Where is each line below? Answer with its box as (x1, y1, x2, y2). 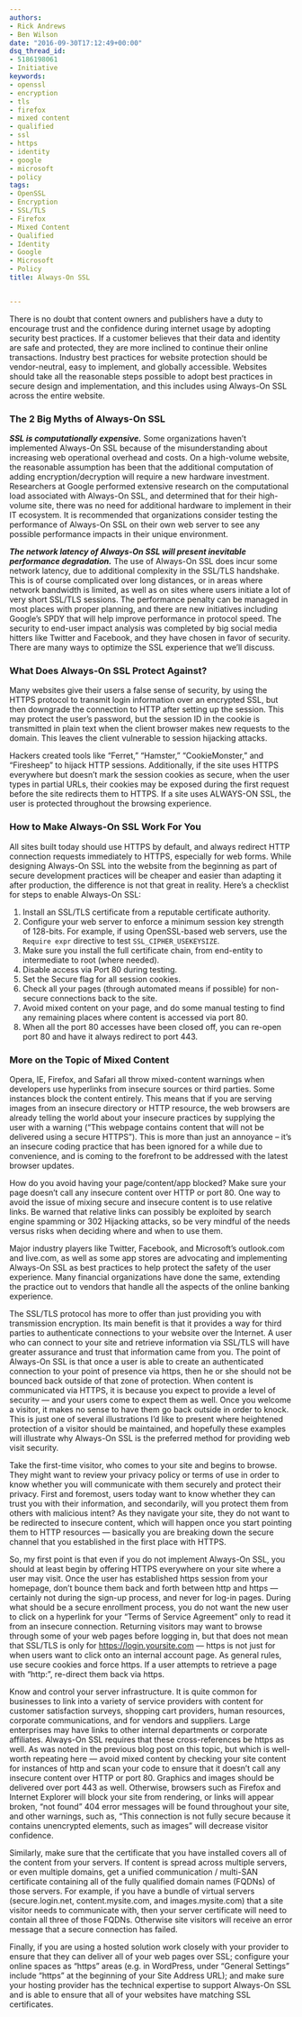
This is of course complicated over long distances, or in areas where (9, 575, 263, 586)
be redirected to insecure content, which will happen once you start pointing (9, 1517, 292, 1528)
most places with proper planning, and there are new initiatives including (9, 604, 279, 615)
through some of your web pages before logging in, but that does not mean (9, 1630, 289, 1641)
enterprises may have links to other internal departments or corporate (9, 1724, 268, 1735)
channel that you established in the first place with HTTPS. (9, 1536, 226, 1547)
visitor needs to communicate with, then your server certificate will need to (9, 1904, 288, 1915)
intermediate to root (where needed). (22, 954, 160, 965)
